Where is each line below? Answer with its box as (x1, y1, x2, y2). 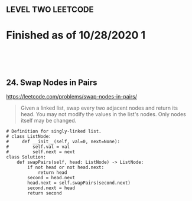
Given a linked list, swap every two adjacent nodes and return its (20, 104, 178, 111)
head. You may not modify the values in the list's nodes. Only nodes (20, 111, 186, 118)
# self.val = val (6, 144, 70, 150)
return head (37, 170, 67, 176)
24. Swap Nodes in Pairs (6, 77, 97, 87)
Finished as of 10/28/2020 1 (6, 28, 146, 42)
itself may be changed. (20, 117, 77, 124)
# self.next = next (6, 149, 76, 155)
